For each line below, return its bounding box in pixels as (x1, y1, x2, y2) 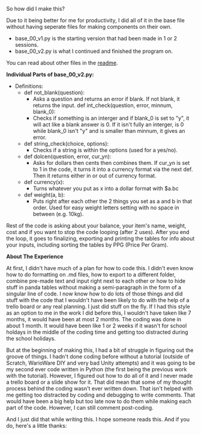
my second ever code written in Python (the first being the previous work (6, 366, 187, 372)
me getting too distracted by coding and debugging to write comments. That (6, 391, 196, 398)
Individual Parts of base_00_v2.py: (6, 71, 94, 78)
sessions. (14, 42, 39, 48)
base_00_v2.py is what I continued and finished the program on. (14, 48, 173, 55)
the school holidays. (6, 335, 56, 342)
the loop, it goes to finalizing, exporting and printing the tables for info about (6, 235, 195, 242)
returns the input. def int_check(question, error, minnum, (32, 102, 173, 109)
